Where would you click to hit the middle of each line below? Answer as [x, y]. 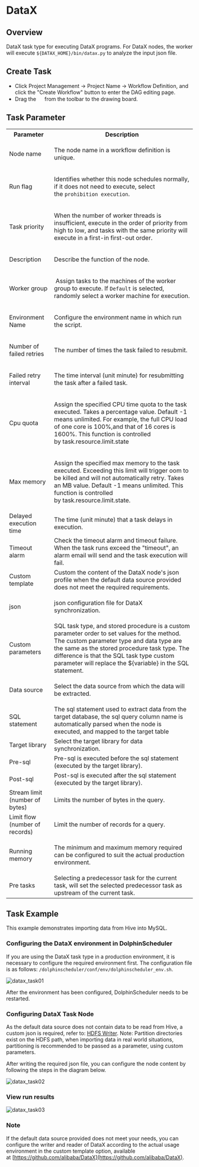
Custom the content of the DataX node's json [117, 572]
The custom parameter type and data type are [118, 641]
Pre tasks [22, 885]
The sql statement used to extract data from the [120, 709]
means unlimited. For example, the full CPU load [121, 419]
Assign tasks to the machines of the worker [116, 281]
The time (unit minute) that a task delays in [113, 519]
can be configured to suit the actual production [119, 855]
